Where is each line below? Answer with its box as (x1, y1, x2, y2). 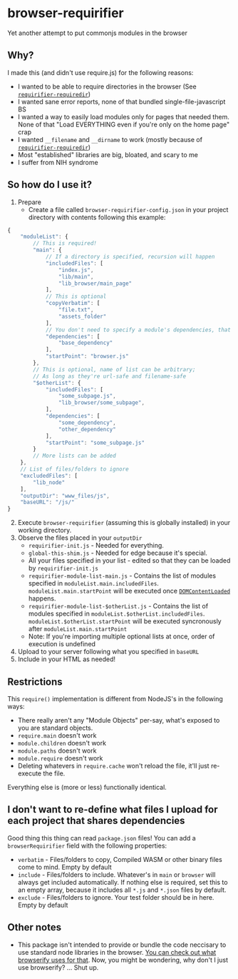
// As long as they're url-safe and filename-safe (33, 373, 187, 380)
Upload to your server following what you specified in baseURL (17, 648, 200, 656)
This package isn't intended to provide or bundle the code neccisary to (17, 940, 227, 949)
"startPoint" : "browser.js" (45, 353, 130, 360)
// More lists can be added (33, 452, 116, 460)
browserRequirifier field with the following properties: (7, 841, 167, 850)
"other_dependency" (58, 426, 116, 433)
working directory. (17, 526, 72, 535)
